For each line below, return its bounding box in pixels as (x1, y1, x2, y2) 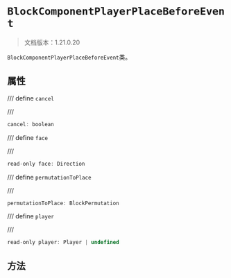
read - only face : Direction (7, 160, 85, 167)
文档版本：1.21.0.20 (24, 38, 80, 46)
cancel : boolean (7, 121, 54, 128)
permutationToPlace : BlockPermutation (7, 200, 119, 207)
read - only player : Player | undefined (7, 239, 119, 246)
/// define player (7, 212, 54, 220)
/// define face (7, 133, 49, 141)
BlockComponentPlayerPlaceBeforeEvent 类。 (7, 53, 132, 61)
